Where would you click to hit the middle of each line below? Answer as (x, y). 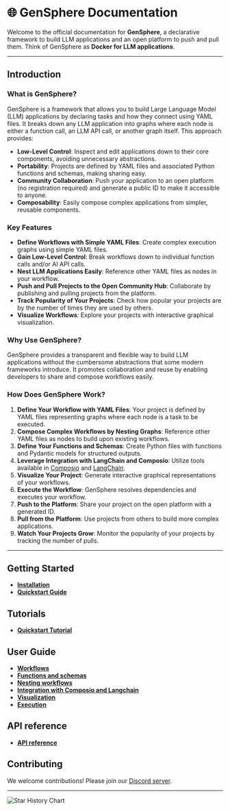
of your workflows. (43, 482)
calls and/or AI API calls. (51, 264)
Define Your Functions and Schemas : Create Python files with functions (119, 446)
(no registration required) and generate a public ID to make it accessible (118, 188)
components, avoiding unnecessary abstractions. (87, 158)
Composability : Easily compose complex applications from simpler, (112, 202)
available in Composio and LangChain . (71, 468)
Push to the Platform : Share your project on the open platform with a (114, 504)
